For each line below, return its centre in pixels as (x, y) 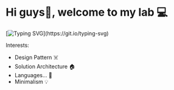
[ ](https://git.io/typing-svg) (57, 33)
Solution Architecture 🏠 (45, 66)
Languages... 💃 (33, 75)
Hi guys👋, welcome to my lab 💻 (87, 12)
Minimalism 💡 (31, 81)
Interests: (18, 45)
